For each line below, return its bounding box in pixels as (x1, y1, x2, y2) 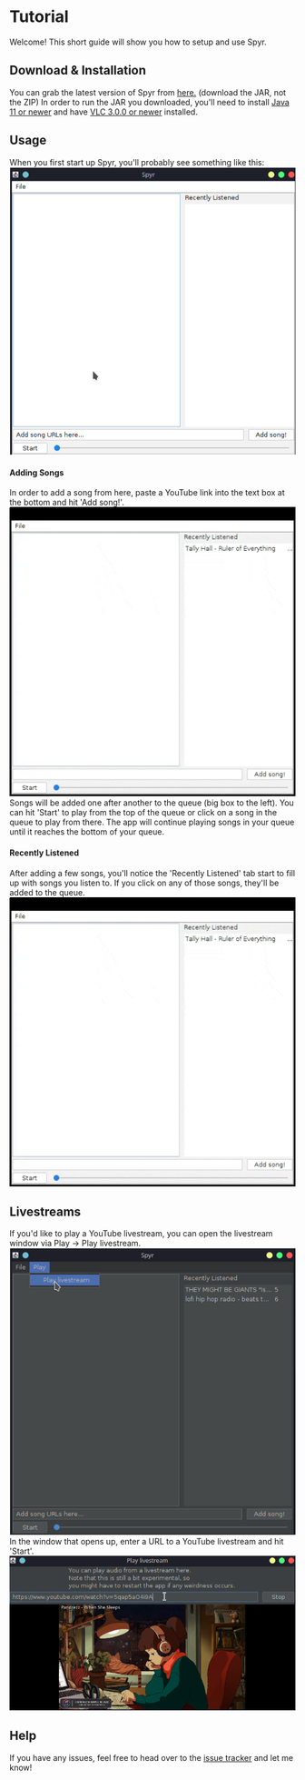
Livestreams (9, 1205, 82, 1220)
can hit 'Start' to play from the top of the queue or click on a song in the (9, 807, 278, 818)
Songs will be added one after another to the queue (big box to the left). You (9, 797, 295, 808)
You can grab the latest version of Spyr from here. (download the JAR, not (9, 86, 287, 97)
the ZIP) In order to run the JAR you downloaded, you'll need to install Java (9, 96, 290, 107)
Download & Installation (9, 63, 147, 78)
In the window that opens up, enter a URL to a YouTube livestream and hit (9, 1536, 284, 1547)
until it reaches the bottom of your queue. (9, 826, 165, 837)
